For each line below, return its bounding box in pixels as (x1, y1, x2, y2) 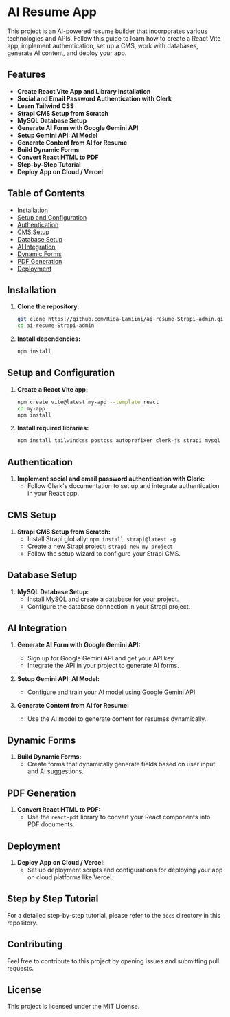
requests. (7, 964, 34, 972)
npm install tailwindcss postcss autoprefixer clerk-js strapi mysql (16, 437, 221, 444)
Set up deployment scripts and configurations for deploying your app (27, 866, 223, 874)
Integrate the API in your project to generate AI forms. (27, 661, 180, 669)
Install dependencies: (16, 335, 81, 343)
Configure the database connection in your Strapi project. (27, 602, 191, 610)
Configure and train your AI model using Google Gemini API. (27, 688, 197, 696)
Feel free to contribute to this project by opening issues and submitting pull (7, 956, 220, 965)
